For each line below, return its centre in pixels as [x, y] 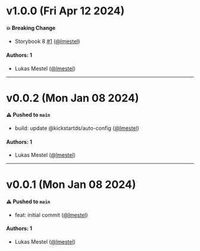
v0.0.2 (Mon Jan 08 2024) [73, 98]
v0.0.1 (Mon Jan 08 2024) [71, 185]
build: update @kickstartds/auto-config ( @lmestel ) [77, 128]
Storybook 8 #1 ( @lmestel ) [47, 41]
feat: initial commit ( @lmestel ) [51, 215]
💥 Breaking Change [31, 27]
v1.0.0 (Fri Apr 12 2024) [65, 11]
